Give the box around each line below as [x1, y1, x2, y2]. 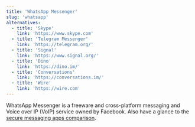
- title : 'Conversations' [11, 69, 76, 75]
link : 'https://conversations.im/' [17, 74, 105, 80]
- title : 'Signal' [11, 47, 57, 53]
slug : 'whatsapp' [6, 14, 49, 20]
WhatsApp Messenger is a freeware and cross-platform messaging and [6, 102, 180, 109]
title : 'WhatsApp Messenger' [6, 8, 78, 15]
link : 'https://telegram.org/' [17, 42, 94, 48]
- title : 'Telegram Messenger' [11, 36, 89, 42]
